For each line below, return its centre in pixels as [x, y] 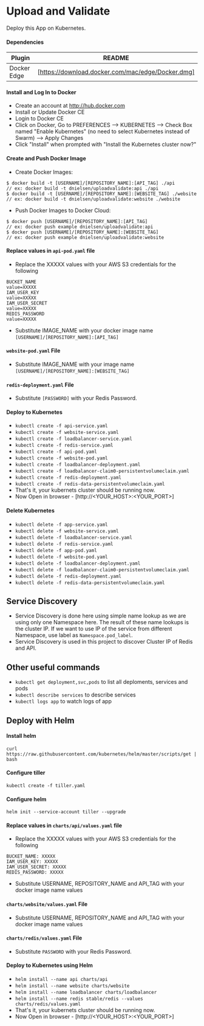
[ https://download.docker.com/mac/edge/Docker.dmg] [116, 72]
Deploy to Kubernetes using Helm [49, 965]
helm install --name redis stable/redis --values [79, 999]
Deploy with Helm [40, 721]
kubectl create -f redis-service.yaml [64, 446]
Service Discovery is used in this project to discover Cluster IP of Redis [104, 642]
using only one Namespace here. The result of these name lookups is [102, 622]
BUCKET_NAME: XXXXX [31, 856]
